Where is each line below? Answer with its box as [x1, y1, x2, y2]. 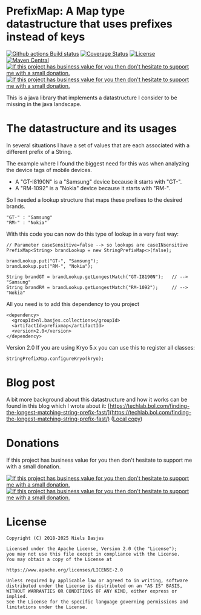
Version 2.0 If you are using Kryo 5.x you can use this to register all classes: [6, 344, 196, 351]
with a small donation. [6, 462, 61, 470]
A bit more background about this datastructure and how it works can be [6, 396, 188, 403]
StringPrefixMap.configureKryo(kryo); [6, 356, 104, 362]
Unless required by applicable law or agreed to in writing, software [6, 577, 188, 583]
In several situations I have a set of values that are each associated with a [6, 141, 189, 149]
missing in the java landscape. [6, 100, 82, 107]
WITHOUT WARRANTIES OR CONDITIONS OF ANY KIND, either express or [6, 588, 177, 594]
